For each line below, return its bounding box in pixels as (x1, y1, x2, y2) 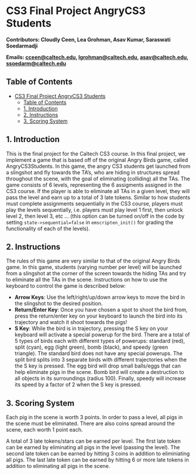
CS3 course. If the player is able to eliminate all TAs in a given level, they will (6, 187, 190, 194)
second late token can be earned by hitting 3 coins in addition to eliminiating (6, 450, 190, 457)
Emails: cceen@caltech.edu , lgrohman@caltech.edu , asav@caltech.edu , (6, 53, 188, 60)
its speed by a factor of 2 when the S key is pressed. (14, 381, 142, 388)
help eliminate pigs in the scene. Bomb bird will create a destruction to (14, 369, 184, 376)
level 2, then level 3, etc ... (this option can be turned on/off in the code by (6, 213, 185, 220)
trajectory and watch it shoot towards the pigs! (14, 319, 128, 326)
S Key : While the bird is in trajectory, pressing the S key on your (14, 325, 169, 332)
